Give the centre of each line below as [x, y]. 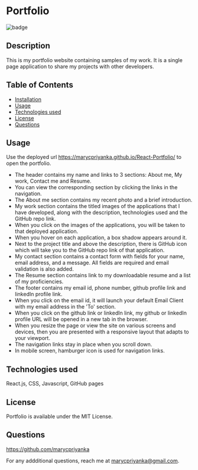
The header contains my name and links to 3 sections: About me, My [98, 175]
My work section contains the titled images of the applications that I [97, 206]
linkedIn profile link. [38, 294]
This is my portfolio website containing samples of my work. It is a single [95, 60]
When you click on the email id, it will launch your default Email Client [99, 300]
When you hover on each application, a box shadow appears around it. [101, 238]
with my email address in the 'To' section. [65, 307]
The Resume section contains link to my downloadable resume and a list [103, 275]
